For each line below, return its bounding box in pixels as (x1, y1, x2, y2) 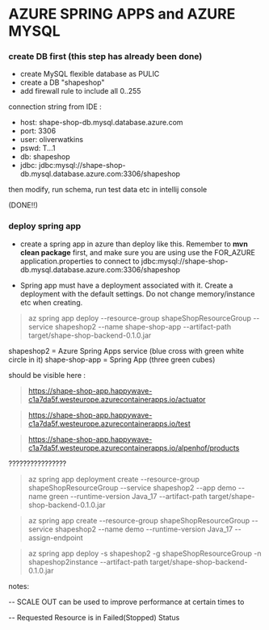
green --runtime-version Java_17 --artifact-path (48, 491, 208, 501)
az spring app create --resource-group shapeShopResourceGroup (27, 515, 250, 525)
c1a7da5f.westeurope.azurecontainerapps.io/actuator (27, 394, 206, 404)
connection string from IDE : (8, 102, 103, 111)
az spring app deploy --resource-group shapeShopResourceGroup (27, 313, 252, 323)
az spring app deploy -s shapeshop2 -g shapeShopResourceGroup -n (27, 548, 262, 558)
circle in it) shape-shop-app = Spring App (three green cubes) (8, 355, 216, 364)
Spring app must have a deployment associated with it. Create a (19, 280, 233, 290)
